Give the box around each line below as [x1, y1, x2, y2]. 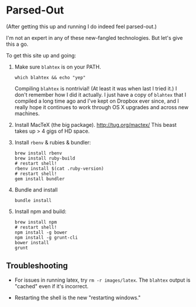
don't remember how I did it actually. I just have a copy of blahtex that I [14, 91, 186, 98]
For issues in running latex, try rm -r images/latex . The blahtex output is [14, 276, 191, 284]
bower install [14, 239, 49, 245]
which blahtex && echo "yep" [14, 75, 86, 80]
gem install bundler [14, 176, 65, 182]
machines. [14, 110, 40, 117]
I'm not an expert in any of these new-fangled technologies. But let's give [6, 34, 183, 41]
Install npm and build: [14, 208, 67, 215]
